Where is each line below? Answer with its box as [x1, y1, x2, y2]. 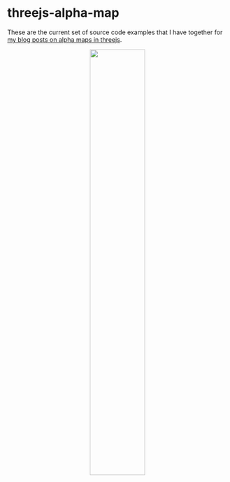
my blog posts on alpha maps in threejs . [7, 35, 122, 43]
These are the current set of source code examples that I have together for [7, 28, 223, 36]
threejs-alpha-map [7, 5, 120, 21]
